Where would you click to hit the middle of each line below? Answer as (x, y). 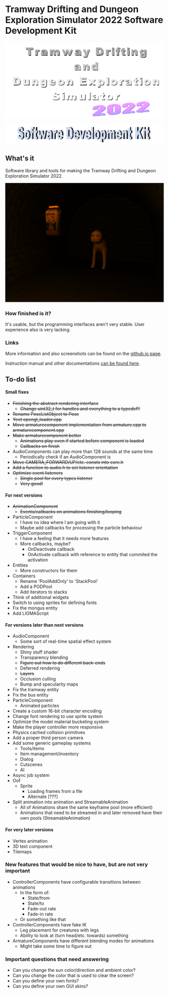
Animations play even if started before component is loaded (82, 441)
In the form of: (35, 892)
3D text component (32, 846)
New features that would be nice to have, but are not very (77, 865)
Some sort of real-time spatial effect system (66, 641)
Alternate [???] (43, 797)
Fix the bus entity (30, 695)
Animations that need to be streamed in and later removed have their (91, 813)
